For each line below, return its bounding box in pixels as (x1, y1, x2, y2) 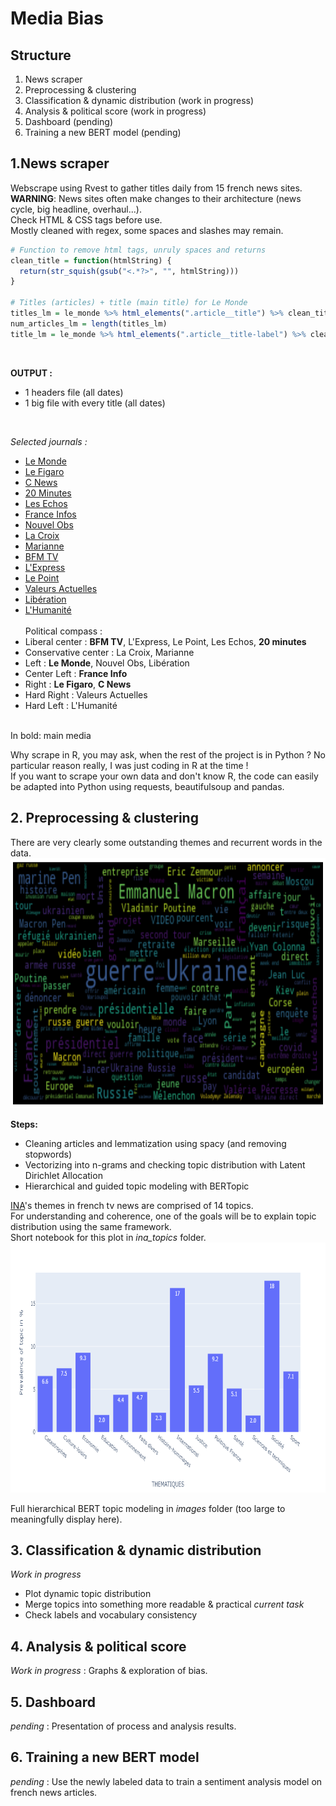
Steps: (10, 1118, 38, 1130)
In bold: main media (10, 729, 92, 741)
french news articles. (10, 1786, 98, 1798)
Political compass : (24, 625, 103, 637)
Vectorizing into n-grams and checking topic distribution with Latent (24, 1158, 306, 1171)
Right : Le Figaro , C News (24, 678, 132, 690)
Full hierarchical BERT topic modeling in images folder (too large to (10, 1502, 286, 1514)
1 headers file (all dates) (24, 386, 124, 398)
